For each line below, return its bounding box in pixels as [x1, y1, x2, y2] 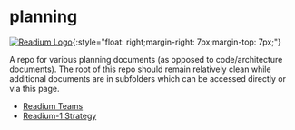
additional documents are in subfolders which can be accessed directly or [9, 73, 287, 84]
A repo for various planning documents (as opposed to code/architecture [9, 54, 283, 65]
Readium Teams [22, 100, 84, 111]
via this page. [9, 83, 60, 94]
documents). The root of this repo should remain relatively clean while [9, 64, 271, 75]
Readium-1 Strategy [22, 110, 97, 121]
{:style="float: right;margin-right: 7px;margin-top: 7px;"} [72, 36, 281, 47]
